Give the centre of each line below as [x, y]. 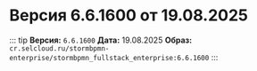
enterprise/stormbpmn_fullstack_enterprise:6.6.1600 [109, 58]
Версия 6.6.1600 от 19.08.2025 [128, 16]
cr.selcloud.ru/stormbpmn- [59, 48]
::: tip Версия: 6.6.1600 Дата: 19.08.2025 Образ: [101, 40]
